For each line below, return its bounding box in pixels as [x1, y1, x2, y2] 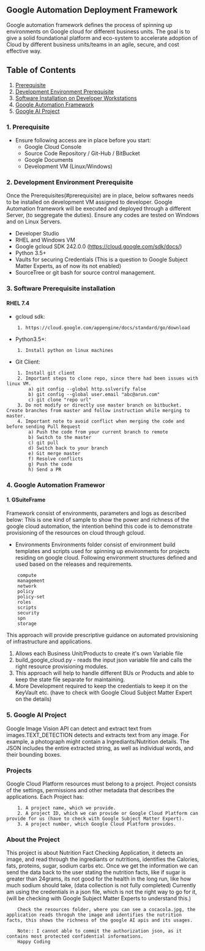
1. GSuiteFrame [6, 496, 46, 503]
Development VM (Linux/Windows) [24, 162, 113, 170]
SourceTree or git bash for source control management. [15, 269, 156, 277]
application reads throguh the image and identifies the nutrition [6, 912, 182, 919]
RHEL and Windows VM [15, 236, 75, 244]
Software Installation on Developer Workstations [15, 94, 137, 102]
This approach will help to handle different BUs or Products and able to [15, 670, 195, 677]
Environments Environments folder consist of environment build [15, 541, 176, 548]
